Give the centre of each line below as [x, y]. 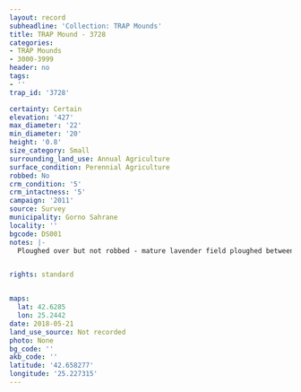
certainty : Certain [46, 109]
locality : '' [34, 225]
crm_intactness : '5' [48, 192]
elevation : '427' [42, 118]
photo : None [31, 340]
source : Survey [38, 209]
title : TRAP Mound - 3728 [57, 34]
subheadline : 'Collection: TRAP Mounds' [86, 26]
